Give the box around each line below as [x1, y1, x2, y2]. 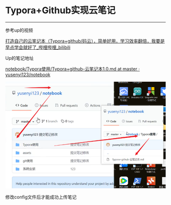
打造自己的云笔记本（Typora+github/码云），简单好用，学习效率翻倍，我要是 [5, 38, 165, 44]
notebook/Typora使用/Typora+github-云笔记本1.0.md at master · [5, 65, 140, 72]
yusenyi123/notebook [5, 72, 51, 78]
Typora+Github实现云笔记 [5, 5, 116, 16]
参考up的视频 [5, 27, 33, 33]
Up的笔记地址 [5, 55, 34, 61]
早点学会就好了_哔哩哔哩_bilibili [5, 44, 71, 50]
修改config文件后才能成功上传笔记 [5, 194, 77, 200]
